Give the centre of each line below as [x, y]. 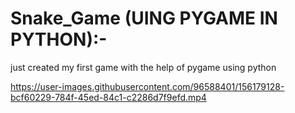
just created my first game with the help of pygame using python [143, 67]
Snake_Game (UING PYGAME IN [144, 18]
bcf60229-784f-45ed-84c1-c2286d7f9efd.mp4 [108, 97]
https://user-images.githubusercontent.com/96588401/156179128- [147, 86]
